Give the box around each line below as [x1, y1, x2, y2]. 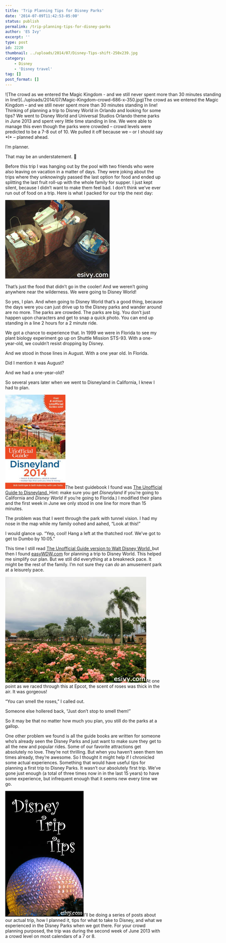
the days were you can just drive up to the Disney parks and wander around [5, 304, 162, 310]
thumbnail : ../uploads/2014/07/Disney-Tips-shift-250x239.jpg [5, 50, 138, 55]
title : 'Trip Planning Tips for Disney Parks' [5, 8, 104, 13]
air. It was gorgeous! [5, 689, 48, 694]
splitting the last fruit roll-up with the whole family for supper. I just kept [5, 179, 153, 185]
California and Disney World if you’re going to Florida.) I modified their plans [5, 495, 162, 501]
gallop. [5, 723, 20, 729]
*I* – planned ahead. [5, 134, 49, 140]
